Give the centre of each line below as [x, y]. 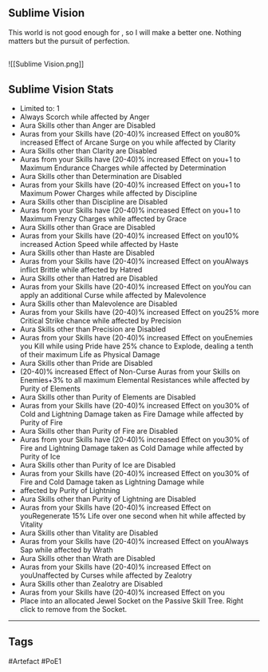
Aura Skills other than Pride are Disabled [86, 364]
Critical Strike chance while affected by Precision [100, 321]
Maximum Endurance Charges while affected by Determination [123, 168]
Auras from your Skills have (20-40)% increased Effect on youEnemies [136, 338]
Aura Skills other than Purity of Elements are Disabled [108, 397]
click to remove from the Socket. [73, 610]
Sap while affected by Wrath [66, 550]
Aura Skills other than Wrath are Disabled [87, 559]
